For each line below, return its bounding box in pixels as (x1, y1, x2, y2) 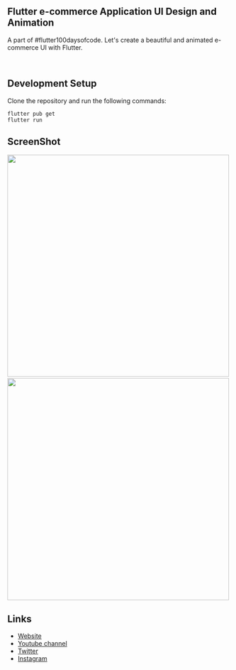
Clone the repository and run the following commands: (7, 96, 167, 105)
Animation (7, 17, 55, 29)
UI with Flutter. (40, 43, 83, 52)
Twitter (17, 647, 39, 656)
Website (17, 632, 43, 640)
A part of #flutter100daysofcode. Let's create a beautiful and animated (7, 36, 213, 44)
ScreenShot (7, 136, 61, 148)
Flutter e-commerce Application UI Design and (7, 6, 218, 18)
